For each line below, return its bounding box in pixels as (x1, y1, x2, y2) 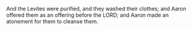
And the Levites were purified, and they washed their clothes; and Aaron (6, 5, 187, 12)
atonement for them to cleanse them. (6, 18, 98, 25)
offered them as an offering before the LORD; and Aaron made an (6, 11, 169, 19)
